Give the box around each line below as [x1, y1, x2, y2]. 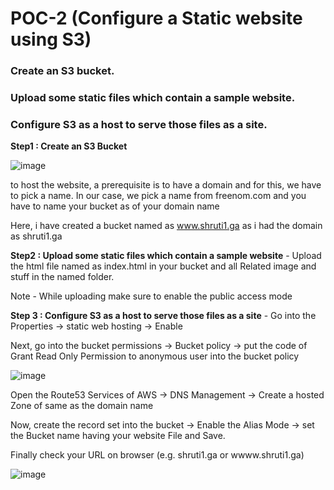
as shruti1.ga [10, 230, 63, 242]
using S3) [10, 28, 92, 51]
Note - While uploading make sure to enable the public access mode [10, 290, 293, 302]
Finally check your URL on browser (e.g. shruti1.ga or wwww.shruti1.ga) [10, 449, 305, 461]
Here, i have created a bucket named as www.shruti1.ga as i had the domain [10, 220, 323, 232]
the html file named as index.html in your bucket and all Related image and [10, 260, 317, 272]
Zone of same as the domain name [10, 400, 154, 412]
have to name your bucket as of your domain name [10, 200, 220, 212]
